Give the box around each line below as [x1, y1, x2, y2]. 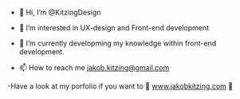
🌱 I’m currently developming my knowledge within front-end [18, 38, 217, 48]
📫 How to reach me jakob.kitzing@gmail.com [18, 63, 170, 72]
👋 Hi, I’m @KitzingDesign [18, 8, 101, 17]
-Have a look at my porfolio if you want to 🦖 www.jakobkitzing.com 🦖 [7, 81, 233, 91]
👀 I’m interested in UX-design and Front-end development [18, 23, 209, 32]
